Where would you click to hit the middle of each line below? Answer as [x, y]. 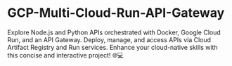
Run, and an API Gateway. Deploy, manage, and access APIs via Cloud [109, 39]
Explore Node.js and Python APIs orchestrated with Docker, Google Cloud [114, 32]
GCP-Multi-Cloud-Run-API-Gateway [116, 13]
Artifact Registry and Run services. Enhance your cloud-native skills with [112, 47]
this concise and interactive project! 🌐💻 [66, 55]
